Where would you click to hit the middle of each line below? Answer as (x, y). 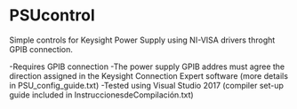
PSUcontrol (52, 16)
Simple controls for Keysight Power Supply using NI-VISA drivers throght (142, 40)
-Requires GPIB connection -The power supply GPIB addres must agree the (147, 66)
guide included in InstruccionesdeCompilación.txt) (101, 95)
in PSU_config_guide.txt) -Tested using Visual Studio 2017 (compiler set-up (147, 85)
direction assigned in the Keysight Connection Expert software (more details (149, 75)
